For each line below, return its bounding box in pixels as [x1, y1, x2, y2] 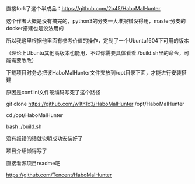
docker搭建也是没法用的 [6, 25, 64, 31]
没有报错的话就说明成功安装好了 [6, 135, 83, 141]
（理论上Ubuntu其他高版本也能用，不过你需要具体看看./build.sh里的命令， [6, 49, 184, 56]
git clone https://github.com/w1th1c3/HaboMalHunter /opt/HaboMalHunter [6, 101, 185, 107]
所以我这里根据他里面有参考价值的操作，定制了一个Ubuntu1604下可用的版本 [6, 37, 189, 44]
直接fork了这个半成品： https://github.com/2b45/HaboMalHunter [6, 5, 161, 12]
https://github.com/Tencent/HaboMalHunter [6, 171, 112, 178]
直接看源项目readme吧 [6, 160, 61, 167]
